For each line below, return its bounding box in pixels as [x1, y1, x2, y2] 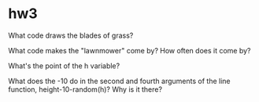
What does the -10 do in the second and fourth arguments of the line [8, 76, 231, 86]
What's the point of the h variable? [8, 60, 120, 71]
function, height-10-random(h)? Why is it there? [8, 84, 163, 94]
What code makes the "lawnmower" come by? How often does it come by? [8, 46, 251, 55]
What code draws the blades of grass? [8, 31, 134, 40]
